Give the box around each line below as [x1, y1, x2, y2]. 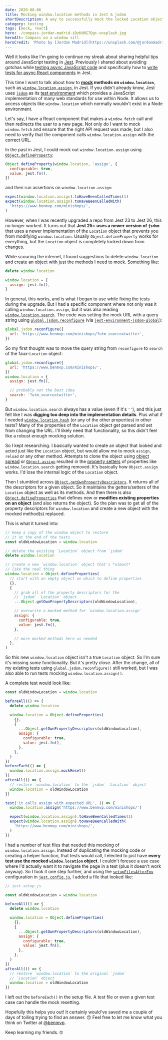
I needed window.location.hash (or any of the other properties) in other [5, 416, 151, 423]
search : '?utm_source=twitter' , [9, 392, 77, 398]
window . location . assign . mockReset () [9, 768, 86, 773]
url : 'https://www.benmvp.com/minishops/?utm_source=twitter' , [9, 331, 144, 337]
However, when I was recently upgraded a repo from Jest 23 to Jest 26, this [5, 217, 162, 223]
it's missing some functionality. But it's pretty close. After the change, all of [5, 660, 160, 666]
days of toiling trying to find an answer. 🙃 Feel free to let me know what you [5, 1014, 162, 1020]
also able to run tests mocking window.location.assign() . [5, 670, 123, 676]
